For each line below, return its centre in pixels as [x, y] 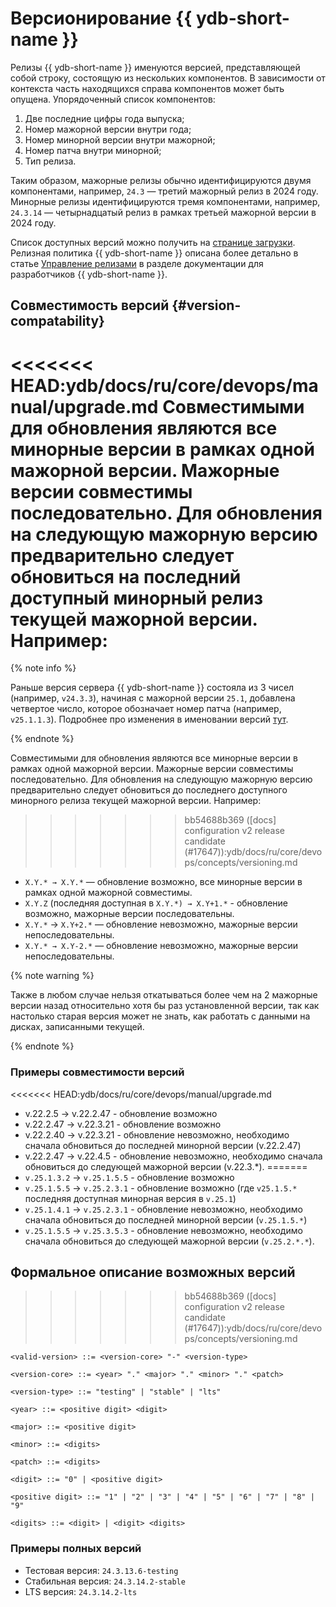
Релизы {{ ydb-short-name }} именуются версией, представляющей [155, 67]
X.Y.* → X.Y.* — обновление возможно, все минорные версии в [163, 882]
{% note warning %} [52, 976]
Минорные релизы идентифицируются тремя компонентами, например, [165, 201]
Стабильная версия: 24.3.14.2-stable [105, 1581]
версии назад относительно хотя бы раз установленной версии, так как [165, 1006]
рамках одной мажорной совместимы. [108, 893]
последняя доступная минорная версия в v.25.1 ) [130, 1198]
